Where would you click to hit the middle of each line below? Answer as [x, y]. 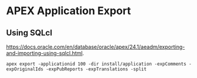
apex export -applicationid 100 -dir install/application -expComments [96, 64]
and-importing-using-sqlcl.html [44, 53]
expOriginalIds [25, 69]
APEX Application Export [69, 11]
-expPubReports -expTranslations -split [96, 69]
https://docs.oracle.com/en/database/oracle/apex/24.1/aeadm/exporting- [96, 47]
